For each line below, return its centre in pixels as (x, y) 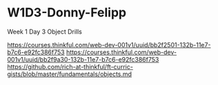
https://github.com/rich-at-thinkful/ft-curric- (70, 66)
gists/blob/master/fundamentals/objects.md (70, 74)
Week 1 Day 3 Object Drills (45, 32)
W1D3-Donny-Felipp (67, 13)
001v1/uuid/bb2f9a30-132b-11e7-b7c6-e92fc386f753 (83, 59)
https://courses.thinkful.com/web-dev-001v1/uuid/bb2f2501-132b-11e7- (109, 45)
